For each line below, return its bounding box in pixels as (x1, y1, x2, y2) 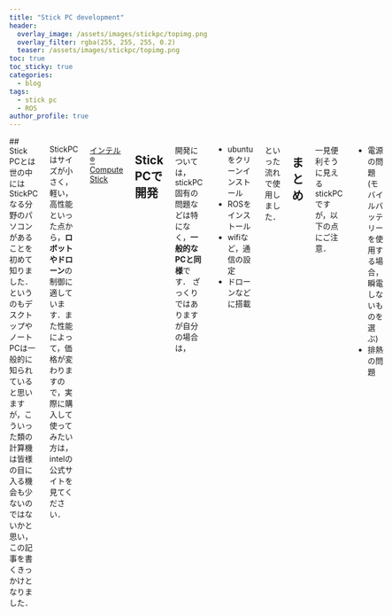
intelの (49, 454, 73, 464)
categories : (9, 71, 53, 80)
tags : (9, 87, 29, 96)
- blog (17, 79, 42, 88)
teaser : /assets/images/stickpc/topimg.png (17, 46, 180, 55)
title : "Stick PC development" (9, 12, 125, 22)
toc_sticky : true (9, 63, 73, 72)
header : (9, 21, 38, 30)
